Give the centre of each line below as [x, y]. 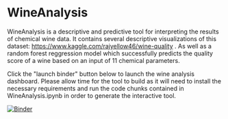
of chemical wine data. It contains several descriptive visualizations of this [112, 38]
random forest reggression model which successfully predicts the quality [110, 53]
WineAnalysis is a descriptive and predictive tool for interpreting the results [113, 31]
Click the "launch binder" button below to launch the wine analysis [101, 74]
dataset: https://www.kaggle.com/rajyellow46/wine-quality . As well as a [110, 46]
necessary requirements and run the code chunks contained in [96, 88]
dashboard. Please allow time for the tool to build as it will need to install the [114, 81]
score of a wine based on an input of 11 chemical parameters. [93, 60]
